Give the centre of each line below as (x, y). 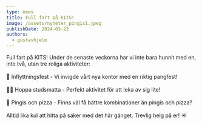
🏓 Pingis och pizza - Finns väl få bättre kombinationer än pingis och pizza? (99, 103)
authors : (17, 35)
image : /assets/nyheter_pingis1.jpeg (54, 23)
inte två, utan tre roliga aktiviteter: (49, 64)
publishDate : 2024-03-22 (38, 29)
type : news (20, 12)
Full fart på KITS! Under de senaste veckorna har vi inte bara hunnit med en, (101, 57)
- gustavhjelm (29, 40)
